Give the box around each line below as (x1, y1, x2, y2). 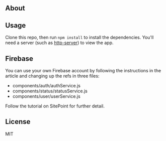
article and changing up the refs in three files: (5, 73, 100, 79)
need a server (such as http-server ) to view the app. (5, 40, 114, 46)
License (5, 117, 31, 126)
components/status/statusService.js (12, 88, 88, 94)
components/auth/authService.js (12, 83, 80, 89)
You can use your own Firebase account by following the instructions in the (5, 68, 161, 74)
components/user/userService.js (12, 93, 80, 99)
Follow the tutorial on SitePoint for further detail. (5, 103, 105, 109)
